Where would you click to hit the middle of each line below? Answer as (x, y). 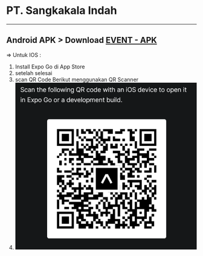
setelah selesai (34, 73)
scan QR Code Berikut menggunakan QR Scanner (77, 79)
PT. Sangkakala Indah (62, 11)
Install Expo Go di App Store (50, 67)
